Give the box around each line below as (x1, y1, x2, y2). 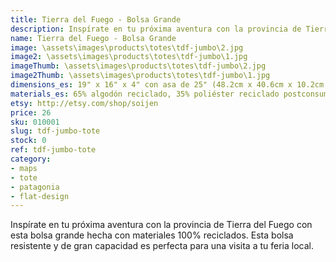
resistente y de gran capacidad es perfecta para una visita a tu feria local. (10, 240, 314, 252)
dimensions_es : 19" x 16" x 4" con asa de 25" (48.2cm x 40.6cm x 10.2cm (10, 80, 325, 90)
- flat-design (10, 191, 70, 201)
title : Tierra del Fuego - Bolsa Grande (10, 14, 182, 25)
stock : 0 (10, 136, 47, 146)
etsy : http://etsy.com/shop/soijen (10, 98, 159, 108)
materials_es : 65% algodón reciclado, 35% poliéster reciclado (10, 89, 280, 99)
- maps (10, 163, 38, 173)
